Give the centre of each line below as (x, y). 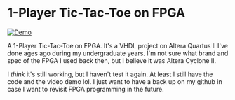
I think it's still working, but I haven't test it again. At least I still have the (110, 74)
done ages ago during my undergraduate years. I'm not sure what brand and (118, 53)
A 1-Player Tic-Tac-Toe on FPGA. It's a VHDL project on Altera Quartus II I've (117, 45)
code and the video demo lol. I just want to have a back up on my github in (115, 81)
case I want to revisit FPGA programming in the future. (86, 89)
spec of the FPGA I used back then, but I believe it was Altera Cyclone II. (112, 60)
